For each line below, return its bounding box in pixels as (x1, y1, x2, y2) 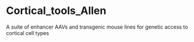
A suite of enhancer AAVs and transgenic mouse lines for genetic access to (6, 23, 189, 30)
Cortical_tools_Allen (6, 4, 107, 17)
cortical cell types (6, 29, 49, 36)
